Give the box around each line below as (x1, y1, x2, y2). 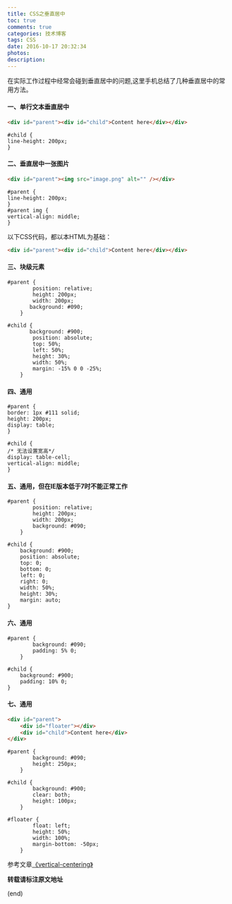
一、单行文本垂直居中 (7, 103, 69, 111)
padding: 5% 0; (32, 647, 78, 654)
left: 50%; (32, 346, 65, 353)
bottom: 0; (20, 566, 52, 573)
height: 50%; (32, 829, 71, 836)
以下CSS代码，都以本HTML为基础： (7, 232, 112, 240)
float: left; (32, 822, 71, 829)
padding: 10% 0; (20, 678, 68, 685)
